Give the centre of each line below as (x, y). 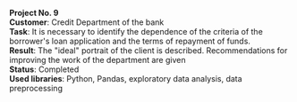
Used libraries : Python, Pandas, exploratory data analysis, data (126, 78)
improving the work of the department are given (98, 60)
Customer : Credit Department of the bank (87, 22)
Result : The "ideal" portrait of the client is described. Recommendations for (148, 51)
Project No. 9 (34, 13)
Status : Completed (44, 69)
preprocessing (36, 88)
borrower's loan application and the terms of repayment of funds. (130, 41)
